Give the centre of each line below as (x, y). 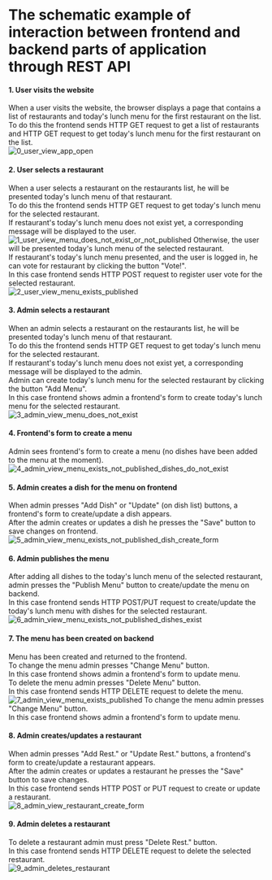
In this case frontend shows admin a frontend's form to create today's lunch (135, 397)
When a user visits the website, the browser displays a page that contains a (135, 108)
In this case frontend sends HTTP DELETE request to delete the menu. (126, 691)
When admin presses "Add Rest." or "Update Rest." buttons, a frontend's (130, 753)
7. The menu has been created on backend (81, 638)
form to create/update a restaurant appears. (82, 762)
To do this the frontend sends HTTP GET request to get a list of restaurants (134, 125)
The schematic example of (100, 15)
